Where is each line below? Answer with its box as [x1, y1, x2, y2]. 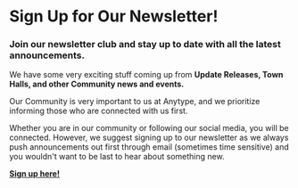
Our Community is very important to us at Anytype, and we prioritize [9, 96, 261, 107]
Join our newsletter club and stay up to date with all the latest [9, 38, 281, 51]
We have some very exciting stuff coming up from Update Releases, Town [9, 69, 284, 80]
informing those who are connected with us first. [9, 105, 188, 117]
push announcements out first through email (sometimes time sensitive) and [9, 142, 290, 152]
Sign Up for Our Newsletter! [9, 6, 219, 27]
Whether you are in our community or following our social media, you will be [9, 123, 289, 134]
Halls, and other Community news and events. [9, 78, 185, 90]
